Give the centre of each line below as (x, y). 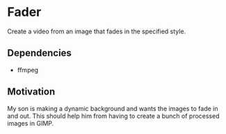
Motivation (31, 92)
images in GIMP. (31, 123)
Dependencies (39, 53)
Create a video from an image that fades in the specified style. (97, 31)
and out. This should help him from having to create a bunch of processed (113, 116)
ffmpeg (28, 69)
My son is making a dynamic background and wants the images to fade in (113, 108)
